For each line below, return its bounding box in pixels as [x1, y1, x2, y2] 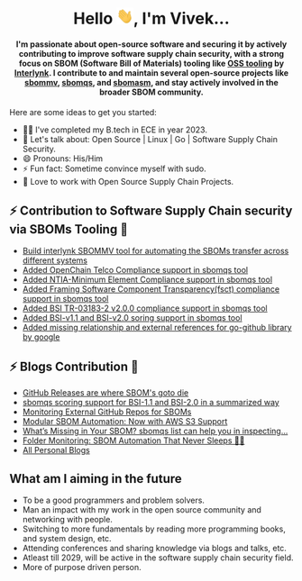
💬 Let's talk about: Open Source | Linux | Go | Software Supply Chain [22, 133, 278, 144]
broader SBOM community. [98, 86, 205, 97]
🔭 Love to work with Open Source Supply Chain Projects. [22, 176, 234, 186]
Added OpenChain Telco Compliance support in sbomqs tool [22, 265, 249, 276]
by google [22, 331, 60, 342]
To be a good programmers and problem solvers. [22, 495, 206, 505]
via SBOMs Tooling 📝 [9, 222, 129, 237]
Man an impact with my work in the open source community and [22, 504, 261, 515]
